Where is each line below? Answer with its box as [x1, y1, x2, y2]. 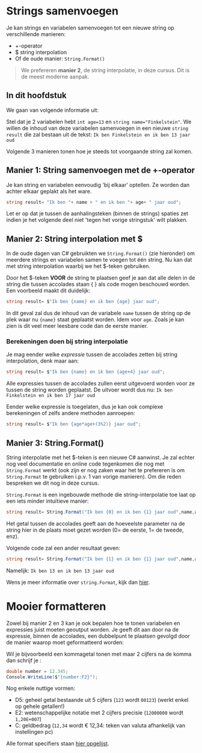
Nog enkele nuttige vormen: [6, 684, 75, 692]
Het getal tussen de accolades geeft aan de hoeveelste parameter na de [6, 520, 185, 527]
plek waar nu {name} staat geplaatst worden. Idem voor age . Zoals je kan [6, 316, 185, 323]
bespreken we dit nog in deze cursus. [6, 479, 100, 487]
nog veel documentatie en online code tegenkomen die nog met [6, 460, 165, 467]
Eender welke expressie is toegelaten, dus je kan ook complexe [6, 403, 164, 410]
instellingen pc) [14, 728, 54, 736]
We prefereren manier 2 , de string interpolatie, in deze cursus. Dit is [20, 66, 190, 73]
